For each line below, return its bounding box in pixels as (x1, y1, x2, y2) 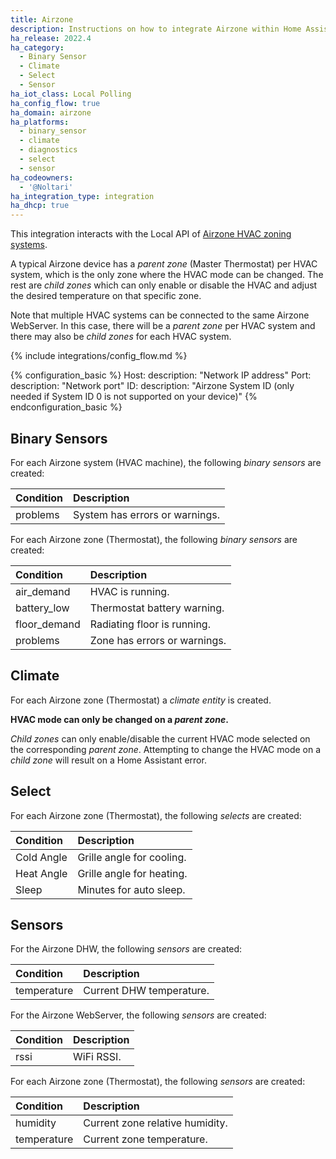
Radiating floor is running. (89, 617, 211, 631)
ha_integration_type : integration (10, 191, 155, 201)
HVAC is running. (89, 584, 170, 598)
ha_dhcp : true (10, 201, 70, 211)
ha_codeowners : (10, 172, 74, 183)
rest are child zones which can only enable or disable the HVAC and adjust (10, 279, 318, 291)
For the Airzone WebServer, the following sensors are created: (10, 1009, 267, 1021)
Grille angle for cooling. (77, 850, 187, 864)
